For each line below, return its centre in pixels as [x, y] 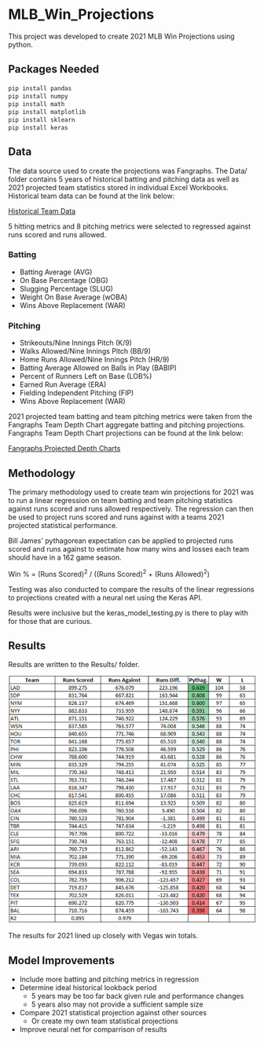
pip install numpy [38, 96]
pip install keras [38, 127]
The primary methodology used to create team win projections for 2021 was [131, 492]
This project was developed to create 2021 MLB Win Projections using [121, 36]
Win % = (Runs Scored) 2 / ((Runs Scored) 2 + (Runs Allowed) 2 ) [109, 573]
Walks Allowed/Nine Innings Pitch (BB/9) [85, 351]
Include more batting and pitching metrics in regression [109, 979]
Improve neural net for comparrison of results [93, 1029]
